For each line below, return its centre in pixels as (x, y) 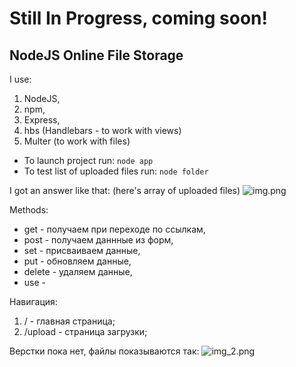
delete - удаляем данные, (78, 271)
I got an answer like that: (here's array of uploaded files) (125, 190)
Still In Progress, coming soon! (138, 18)
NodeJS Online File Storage (96, 55)
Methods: (29, 210)
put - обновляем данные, (77, 261)
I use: (20, 79)
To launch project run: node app (88, 160)
